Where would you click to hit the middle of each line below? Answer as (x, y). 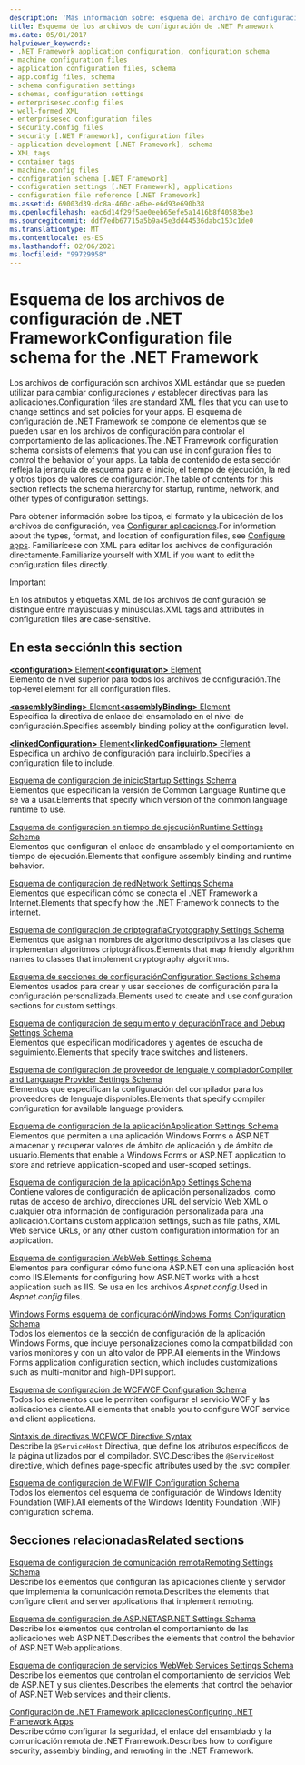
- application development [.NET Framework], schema (111, 145)
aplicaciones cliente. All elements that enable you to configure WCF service (150, 1409)
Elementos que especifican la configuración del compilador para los (137, 1088)
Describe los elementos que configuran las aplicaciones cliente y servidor (148, 1581)
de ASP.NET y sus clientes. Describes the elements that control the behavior (151, 1684)
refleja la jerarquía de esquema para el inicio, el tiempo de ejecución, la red (150, 470)
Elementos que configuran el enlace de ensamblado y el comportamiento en (152, 846)
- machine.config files (54, 170)
